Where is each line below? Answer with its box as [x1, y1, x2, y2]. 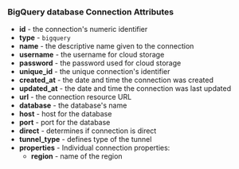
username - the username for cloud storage [18, 50, 165, 60]
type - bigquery [18, 33, 71, 42]
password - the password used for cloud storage [18, 58, 182, 68]
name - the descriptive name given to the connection [18, 41, 194, 51]
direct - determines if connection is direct [18, 126, 157, 136]
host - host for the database [18, 109, 112, 119]
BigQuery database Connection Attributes [7, 6, 174, 18]
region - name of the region [30, 151, 123, 161]
